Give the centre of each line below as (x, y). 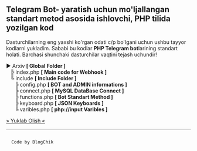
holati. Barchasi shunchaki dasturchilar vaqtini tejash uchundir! (81, 54)
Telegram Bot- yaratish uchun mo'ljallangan (88, 10)
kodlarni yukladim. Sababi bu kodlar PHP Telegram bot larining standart (92, 48)
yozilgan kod (30, 28)
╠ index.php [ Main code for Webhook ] (59, 72)
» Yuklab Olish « (26, 121)
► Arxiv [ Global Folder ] (36, 66)
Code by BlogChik (33, 142)
